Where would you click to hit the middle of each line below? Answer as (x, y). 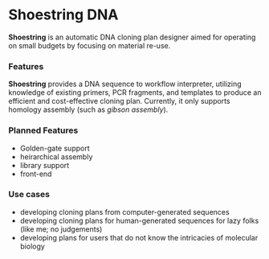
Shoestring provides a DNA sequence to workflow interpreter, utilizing (125, 84)
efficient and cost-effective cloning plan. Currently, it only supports (119, 101)
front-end (36, 174)
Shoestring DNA (63, 15)
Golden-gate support (55, 148)
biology (33, 246)
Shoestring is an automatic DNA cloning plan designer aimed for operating (132, 37)
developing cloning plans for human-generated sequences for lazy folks (139, 220)
